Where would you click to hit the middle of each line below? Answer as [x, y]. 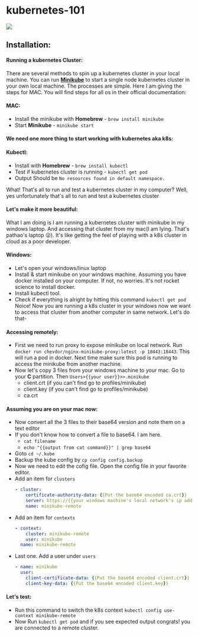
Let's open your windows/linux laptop [60, 268]
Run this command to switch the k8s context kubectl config [88, 610]
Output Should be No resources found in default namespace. [90, 178]
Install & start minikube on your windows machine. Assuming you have [100, 274]
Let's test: [19, 597]
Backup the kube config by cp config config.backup [79, 460]
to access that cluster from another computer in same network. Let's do [102, 312]
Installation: [29, 45]
